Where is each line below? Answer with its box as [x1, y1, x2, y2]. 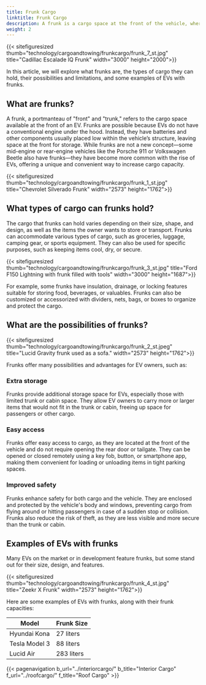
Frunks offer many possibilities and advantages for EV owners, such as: [6, 361, 188, 368]
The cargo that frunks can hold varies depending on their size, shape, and [6, 219, 194, 227]
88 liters [56, 640, 80, 648]
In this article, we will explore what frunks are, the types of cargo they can [6, 68, 194, 75]
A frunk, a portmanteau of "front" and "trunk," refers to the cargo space [6, 115, 188, 123]
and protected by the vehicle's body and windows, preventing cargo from [6, 501, 192, 508]
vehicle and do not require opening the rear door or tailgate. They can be [6, 446, 191, 453]
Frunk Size [56, 619, 88, 628]
